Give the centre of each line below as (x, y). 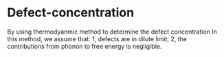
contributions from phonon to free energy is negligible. (85, 46)
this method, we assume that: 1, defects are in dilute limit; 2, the (97, 38)
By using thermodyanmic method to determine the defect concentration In (112, 32)
